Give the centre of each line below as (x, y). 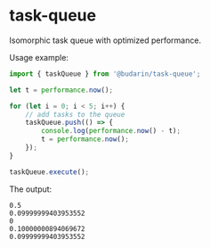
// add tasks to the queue (75, 114)
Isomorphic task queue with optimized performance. (105, 40)
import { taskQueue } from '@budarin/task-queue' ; (105, 74)
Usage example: (39, 57)
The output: (31, 189)
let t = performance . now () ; (61, 90)
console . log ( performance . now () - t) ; (111, 131)
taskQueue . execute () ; (49, 172)
